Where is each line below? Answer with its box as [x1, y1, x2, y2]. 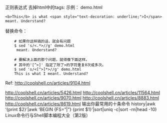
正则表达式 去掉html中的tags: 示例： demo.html [5, 4, 102, 10]
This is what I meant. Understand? [14, 71, 88, 76]
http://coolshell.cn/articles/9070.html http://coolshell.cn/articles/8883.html [5, 95, 159, 101]
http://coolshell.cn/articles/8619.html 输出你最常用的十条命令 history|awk [5, 101, 156, 107]
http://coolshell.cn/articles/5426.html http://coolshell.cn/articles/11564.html [5, 90, 160, 96]
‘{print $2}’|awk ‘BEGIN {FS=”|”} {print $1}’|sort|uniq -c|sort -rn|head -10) [5, 107, 157, 112]
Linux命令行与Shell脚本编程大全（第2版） [5, 113, 91, 118]
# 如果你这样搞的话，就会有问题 [14, 39, 71, 44]
